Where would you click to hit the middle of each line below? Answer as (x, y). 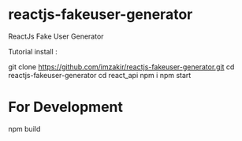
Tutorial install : (33, 51)
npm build (24, 128)
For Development (66, 107)
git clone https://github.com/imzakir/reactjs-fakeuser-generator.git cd (121, 67)
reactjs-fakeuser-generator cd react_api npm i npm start (100, 75)
